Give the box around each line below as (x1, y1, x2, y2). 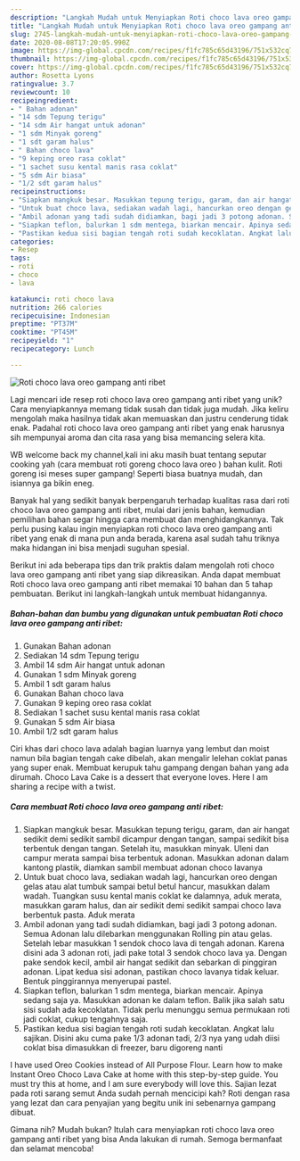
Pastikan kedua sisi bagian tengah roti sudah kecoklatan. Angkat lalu (22, 1023, 275, 1033)
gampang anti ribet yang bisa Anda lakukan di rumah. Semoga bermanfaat (10, 1133, 283, 1144)
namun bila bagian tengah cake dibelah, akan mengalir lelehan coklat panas (10, 752, 288, 763)
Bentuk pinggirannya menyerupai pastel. (22, 975, 172, 986)
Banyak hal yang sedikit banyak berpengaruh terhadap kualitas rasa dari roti (10, 494, 290, 505)
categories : (10, 237, 54, 246)
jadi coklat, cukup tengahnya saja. (22, 1014, 149, 1024)
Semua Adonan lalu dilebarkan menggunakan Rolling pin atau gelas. (22, 928, 272, 939)
